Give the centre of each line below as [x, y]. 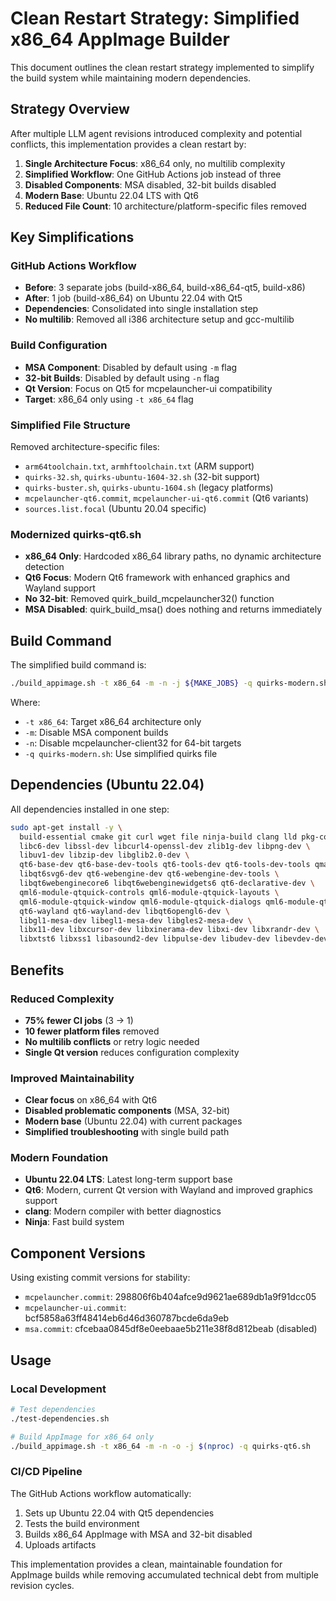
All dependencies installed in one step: [90, 809]
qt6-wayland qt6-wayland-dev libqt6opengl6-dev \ [124, 911]
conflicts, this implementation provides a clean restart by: [128, 144]
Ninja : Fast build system [74, 1222]
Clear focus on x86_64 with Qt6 [91, 1100]
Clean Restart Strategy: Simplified [155, 18]
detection [44, 567]
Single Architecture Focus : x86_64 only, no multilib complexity [155, 163]
